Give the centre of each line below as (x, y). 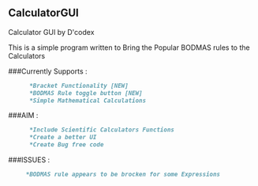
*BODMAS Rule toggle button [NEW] (86, 93)
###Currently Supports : (48, 71)
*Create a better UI (63, 138)
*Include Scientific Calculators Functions (102, 130)
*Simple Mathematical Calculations (88, 101)
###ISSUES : (29, 160)
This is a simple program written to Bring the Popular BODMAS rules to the (129, 47)
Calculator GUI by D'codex (51, 32)
